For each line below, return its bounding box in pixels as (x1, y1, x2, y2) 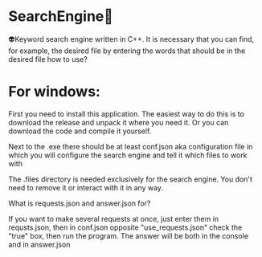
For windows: (8, 83, 100, 101)
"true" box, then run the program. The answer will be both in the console (8, 230, 249, 240)
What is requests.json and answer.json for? (8, 198, 151, 208)
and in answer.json (8, 239, 71, 249)
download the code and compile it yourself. (8, 126, 152, 136)
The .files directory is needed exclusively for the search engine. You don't (8, 174, 253, 184)
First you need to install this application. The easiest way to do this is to (8, 108, 245, 119)
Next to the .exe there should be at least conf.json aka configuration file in (8, 141, 253, 151)
